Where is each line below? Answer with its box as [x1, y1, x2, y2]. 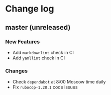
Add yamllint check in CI [12, 55, 65, 61]
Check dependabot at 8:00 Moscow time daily [12, 79, 106, 85]
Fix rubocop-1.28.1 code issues [12, 84, 78, 90]
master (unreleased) [5, 23, 71, 32]
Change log [5, 3, 54, 15]
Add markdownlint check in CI [12, 49, 74, 55]
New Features [5, 38, 40, 45]
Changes [5, 67, 28, 74]
